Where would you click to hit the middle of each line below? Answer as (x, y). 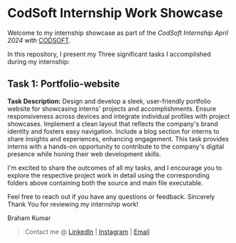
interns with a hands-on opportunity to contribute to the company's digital (116, 146)
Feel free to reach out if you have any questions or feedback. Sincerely (111, 196)
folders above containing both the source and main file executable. (105, 183)
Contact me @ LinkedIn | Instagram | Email (87, 232)
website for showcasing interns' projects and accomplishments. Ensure (112, 109)
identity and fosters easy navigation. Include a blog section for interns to (113, 131)
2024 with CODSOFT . (39, 40)
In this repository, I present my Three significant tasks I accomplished (109, 54)
